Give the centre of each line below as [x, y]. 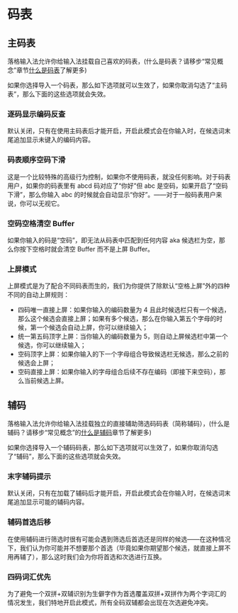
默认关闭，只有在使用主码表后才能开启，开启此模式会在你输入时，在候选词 [116, 131]
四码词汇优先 [29, 577]
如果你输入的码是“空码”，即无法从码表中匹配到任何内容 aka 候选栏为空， [113, 240]
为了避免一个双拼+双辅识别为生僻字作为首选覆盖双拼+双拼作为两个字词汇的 [117, 593]
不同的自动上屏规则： [38, 295]
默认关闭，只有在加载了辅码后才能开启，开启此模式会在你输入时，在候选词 [116, 493]
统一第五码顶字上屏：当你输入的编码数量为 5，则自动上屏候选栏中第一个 [123, 337]
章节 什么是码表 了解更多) [52, 70]
